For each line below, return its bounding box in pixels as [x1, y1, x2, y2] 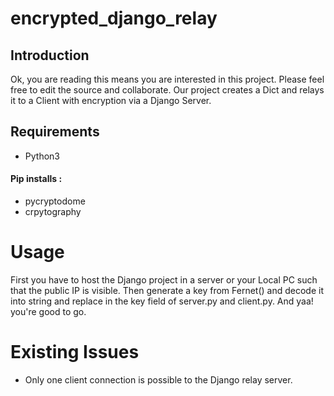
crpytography [24, 206, 82, 218]
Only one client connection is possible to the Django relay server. [24, 373, 293, 386]
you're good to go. [10, 305, 87, 317]
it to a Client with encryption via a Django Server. [10, 95, 212, 106]
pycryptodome [24, 195, 86, 207]
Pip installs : [10, 173, 63, 185]
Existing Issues [10, 341, 140, 364]
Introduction [10, 47, 90, 64]
